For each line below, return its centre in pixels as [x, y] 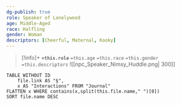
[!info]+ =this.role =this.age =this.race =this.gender [90, 58]
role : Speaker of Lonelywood [43, 18]
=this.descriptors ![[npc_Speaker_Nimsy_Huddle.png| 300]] [98, 64]
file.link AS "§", [41, 81]
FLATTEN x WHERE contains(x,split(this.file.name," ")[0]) [83, 92]
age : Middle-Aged [28, 23]
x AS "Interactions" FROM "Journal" [64, 86]
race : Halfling [26, 29]
